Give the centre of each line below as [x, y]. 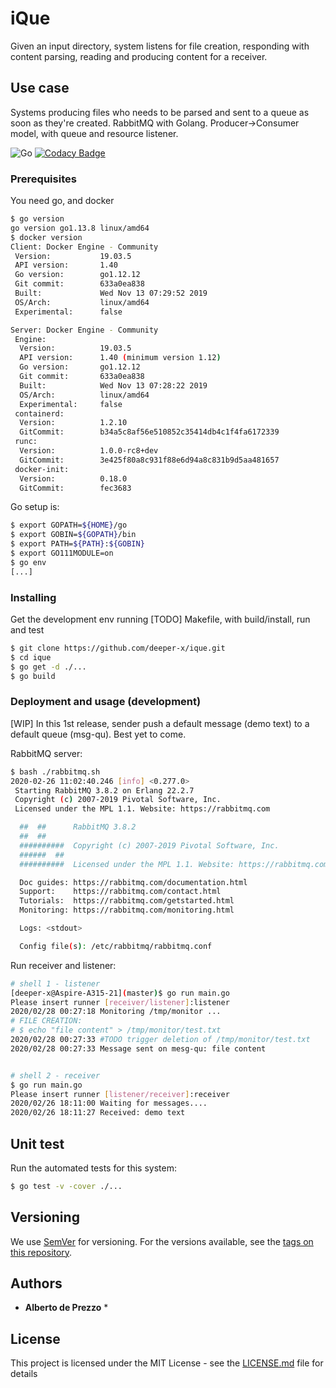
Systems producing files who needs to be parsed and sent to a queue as [160, 112]
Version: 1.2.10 [73, 423]
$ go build [33, 676]
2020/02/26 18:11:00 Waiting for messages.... [109, 1103]
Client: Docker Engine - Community [84, 247]
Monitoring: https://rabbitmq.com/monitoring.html [127, 910]
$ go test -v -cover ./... [66, 1186]
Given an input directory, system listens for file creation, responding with [160, 46]
